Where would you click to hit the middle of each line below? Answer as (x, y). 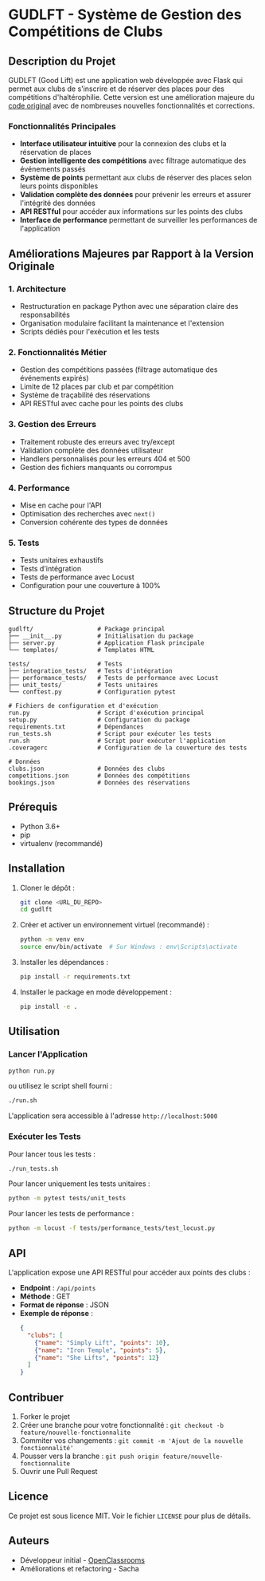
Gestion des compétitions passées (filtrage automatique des (119, 370)
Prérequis (33, 807)
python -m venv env (52, 939)
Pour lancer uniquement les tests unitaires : (79, 1184)
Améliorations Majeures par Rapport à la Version (131, 253)
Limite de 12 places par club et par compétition (96, 387)
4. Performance (39, 488)
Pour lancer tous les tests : (52, 1154)
